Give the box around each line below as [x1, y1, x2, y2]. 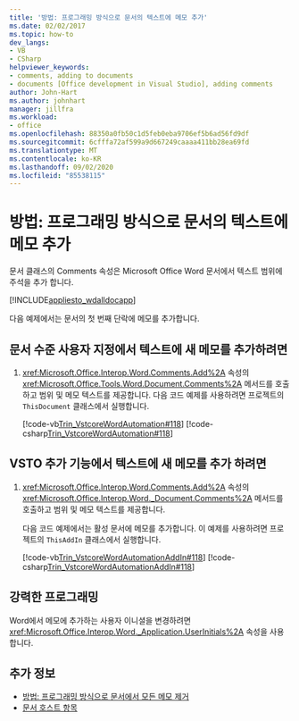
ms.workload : [9, 113, 58, 122]
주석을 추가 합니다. [9, 277, 74, 288]
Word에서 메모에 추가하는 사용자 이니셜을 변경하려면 [9, 615, 192, 625]
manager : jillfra [9, 105, 74, 113]
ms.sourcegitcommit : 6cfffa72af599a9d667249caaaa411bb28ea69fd [9, 138, 250, 147]
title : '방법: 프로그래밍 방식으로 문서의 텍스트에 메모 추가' [9, 13, 208, 22]
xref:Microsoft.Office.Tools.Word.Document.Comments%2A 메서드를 [21, 379, 274, 389]
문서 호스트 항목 [21, 702, 78, 713]
